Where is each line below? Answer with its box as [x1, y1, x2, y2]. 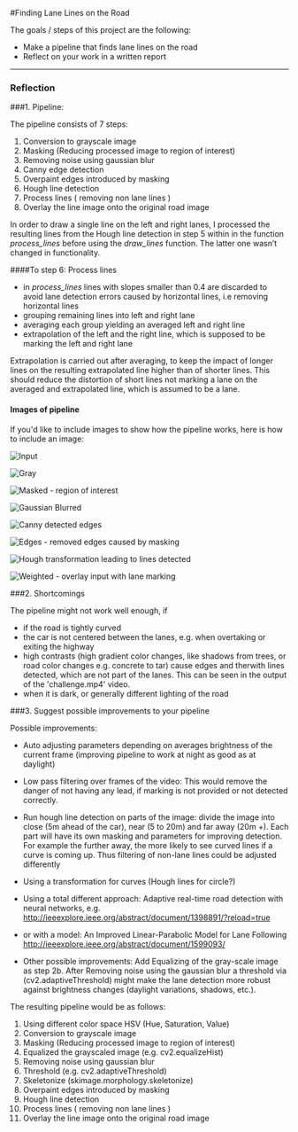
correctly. [22, 794, 58, 805]
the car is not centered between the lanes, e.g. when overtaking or [22, 631, 266, 642]
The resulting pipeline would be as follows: [10, 1001, 166, 1011]
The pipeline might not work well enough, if [10, 605, 168, 615]
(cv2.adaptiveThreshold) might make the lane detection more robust [22, 974, 271, 985]
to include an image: [10, 433, 85, 444]
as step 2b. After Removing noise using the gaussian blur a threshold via [22, 965, 287, 976]
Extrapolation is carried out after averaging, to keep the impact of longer [10, 355, 273, 366]
